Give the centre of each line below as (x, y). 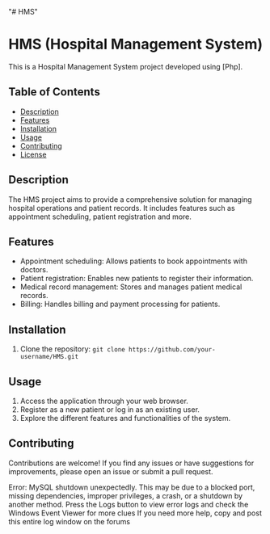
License (33, 154)
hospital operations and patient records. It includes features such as (122, 208)
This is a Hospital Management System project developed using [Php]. (126, 66)
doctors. (34, 270)
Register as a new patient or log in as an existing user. (110, 410)
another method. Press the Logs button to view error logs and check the (129, 504)
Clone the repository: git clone (72, 349)
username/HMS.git (49, 357)
